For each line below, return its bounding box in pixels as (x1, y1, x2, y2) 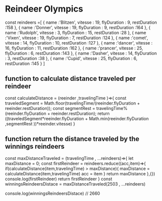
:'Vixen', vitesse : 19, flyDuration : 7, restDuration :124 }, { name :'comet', (5, 35, 148, 41)
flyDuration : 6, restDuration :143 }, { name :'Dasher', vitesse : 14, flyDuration (5, 50, 157, 56)
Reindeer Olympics (5, 3, 84, 15)
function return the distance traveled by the (5, 135, 139, 143)
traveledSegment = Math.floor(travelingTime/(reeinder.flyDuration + (5, 100, 140, 106)
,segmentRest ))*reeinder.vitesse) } (5, 121, 75, 126)
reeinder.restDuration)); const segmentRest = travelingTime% (5, 105, 128, 111)
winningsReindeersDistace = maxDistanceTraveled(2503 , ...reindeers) (5, 181, 146, 187)
